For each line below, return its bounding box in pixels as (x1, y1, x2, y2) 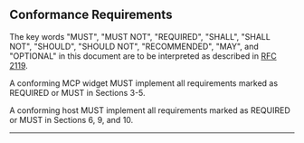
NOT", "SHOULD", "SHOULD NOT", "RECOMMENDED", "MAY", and (9, 41, 260, 52)
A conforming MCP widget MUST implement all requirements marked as (9, 77, 279, 89)
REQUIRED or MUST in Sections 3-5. (9, 87, 147, 98)
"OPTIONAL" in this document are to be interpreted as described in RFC (9, 50, 278, 62)
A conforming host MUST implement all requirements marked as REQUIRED (9, 104, 291, 116)
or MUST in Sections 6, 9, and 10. (9, 114, 134, 125)
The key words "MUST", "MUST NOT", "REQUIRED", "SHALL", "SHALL (9, 31, 271, 42)
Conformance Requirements (9, 7, 173, 23)
